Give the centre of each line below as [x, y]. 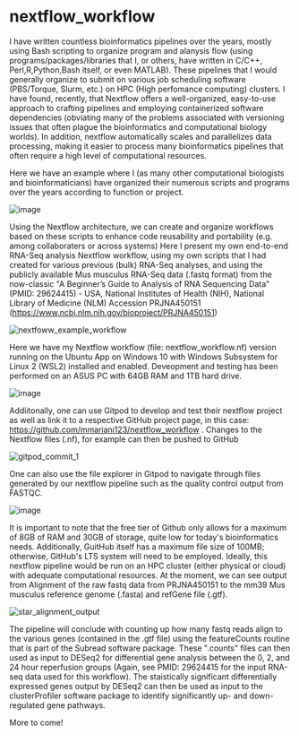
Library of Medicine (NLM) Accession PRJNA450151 [105, 303]
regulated [27, 705]
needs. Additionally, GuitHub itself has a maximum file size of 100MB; [137, 546]
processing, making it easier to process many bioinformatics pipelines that [146, 146]
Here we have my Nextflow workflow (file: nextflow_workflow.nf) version [143, 347]
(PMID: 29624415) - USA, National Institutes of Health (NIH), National [137, 293]
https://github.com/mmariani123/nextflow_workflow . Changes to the [136, 429]
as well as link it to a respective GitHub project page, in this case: [129, 419]
